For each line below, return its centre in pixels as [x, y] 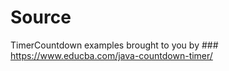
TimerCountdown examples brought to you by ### [114, 45]
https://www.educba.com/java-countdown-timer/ [111, 55]
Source [41, 17]
